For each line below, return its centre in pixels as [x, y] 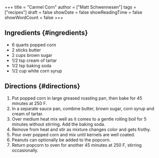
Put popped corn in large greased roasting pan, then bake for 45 [77, 98]
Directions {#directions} [42, 86]
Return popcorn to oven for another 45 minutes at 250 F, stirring [77, 145]
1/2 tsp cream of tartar [34, 60]
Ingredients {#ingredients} [46, 33]
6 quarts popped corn [34, 45]
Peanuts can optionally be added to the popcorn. [61, 140]
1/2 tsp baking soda [32, 65]
